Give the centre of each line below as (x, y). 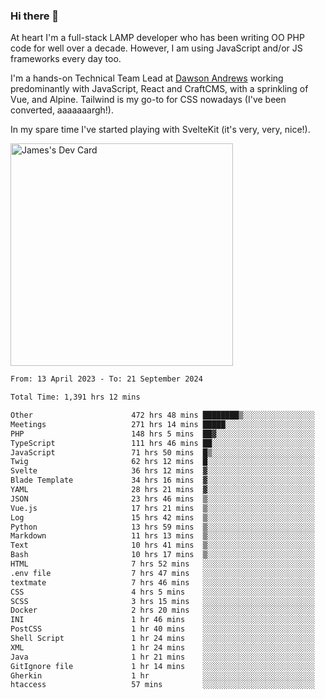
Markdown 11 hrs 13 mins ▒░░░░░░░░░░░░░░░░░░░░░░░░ (162, 536)
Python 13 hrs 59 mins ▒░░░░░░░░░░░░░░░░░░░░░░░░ (162, 527)
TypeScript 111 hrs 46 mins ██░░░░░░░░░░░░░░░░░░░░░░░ (162, 443)
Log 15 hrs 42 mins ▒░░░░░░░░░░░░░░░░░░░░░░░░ (162, 517)
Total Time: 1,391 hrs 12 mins (75, 397)
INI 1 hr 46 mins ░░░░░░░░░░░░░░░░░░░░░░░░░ (162, 620)
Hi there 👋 (35, 16)
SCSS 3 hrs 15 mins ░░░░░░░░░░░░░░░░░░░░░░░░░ (162, 601)
